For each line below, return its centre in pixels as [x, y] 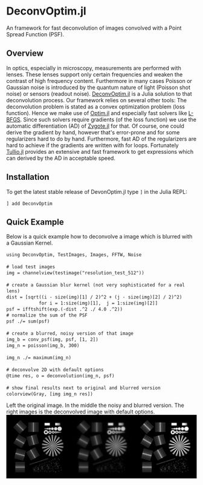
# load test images [31, 267]
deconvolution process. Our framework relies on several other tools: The [97, 100]
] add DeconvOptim [29, 203]
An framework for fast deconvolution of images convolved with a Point [94, 28]
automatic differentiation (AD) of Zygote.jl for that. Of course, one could [95, 126]
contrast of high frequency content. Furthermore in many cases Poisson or [99, 81]
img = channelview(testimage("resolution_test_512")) [76, 273]
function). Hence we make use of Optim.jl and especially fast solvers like [97, 113]
